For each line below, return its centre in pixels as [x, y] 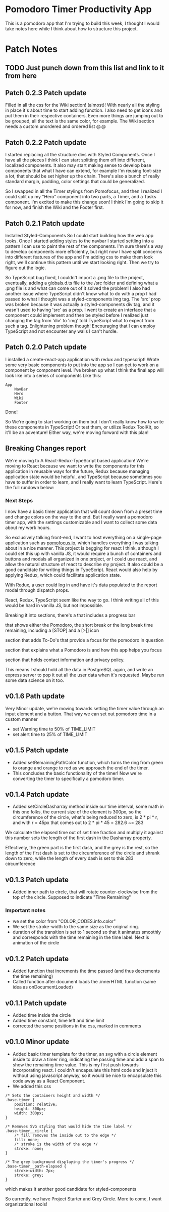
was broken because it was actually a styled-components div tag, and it [80, 304]
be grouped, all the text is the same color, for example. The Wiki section [80, 121]
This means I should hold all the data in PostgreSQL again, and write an [79, 669]
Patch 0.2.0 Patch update [46, 347]
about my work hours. [28, 528]
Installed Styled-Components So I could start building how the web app [79, 235]
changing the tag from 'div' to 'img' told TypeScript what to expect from [80, 320]
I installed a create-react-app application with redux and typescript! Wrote [82, 359]
